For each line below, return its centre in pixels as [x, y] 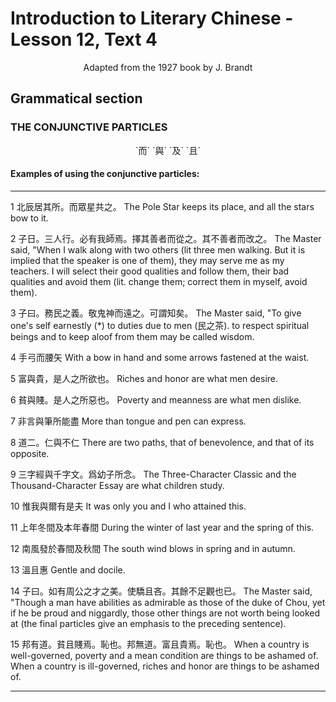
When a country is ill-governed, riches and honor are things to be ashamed [165, 666]
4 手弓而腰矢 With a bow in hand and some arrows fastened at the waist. [160, 357]
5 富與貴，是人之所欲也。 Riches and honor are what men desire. [144, 378]
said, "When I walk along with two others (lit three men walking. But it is [158, 249]
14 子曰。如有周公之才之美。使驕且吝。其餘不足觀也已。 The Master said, [161, 591]
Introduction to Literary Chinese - [152, 18]
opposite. [30, 453]
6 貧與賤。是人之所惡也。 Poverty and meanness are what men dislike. [156, 399]
